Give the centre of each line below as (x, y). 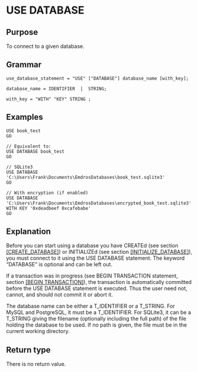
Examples (25, 117)
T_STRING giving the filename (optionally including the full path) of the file (96, 319)
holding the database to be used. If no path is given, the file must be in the (97, 325)
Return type (29, 350)
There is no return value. (36, 364)
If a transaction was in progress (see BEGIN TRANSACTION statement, (92, 276)
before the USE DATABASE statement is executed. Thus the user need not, (97, 288)
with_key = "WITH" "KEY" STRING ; (49, 99)
